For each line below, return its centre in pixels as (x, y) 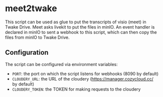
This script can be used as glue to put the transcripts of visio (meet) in (76, 22)
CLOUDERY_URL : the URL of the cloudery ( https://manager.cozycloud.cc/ (83, 79)
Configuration (27, 53)
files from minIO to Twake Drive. (37, 37)
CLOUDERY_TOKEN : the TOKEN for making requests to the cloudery (76, 89)
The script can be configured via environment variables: (61, 64)
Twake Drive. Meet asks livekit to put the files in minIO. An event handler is (80, 27)
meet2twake (31, 8)
